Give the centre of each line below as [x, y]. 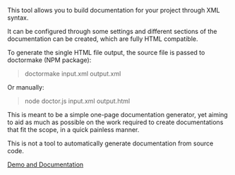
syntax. [18, 18]
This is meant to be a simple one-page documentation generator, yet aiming [117, 115]
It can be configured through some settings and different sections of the [112, 31]
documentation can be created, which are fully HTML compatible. [103, 39]
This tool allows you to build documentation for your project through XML [114, 10]
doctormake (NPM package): [49, 60]
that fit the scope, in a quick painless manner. [73, 129]
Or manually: [26, 87]
